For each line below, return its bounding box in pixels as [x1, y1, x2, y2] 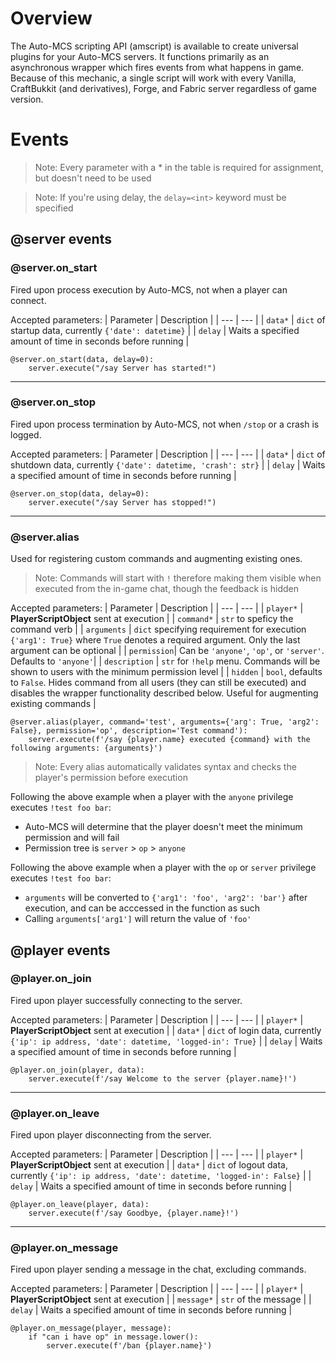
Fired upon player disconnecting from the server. [10, 1129, 212, 1141]
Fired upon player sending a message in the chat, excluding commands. [10, 1263, 307, 1276]
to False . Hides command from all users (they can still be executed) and [10, 677, 307, 689]
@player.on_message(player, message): [10, 1323, 172, 1334]
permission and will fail [24, 832, 120, 844]
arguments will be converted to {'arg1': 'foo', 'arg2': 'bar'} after [24, 892, 308, 904]
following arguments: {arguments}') [10, 743, 163, 754]
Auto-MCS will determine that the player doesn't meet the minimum [24, 821, 303, 833]
